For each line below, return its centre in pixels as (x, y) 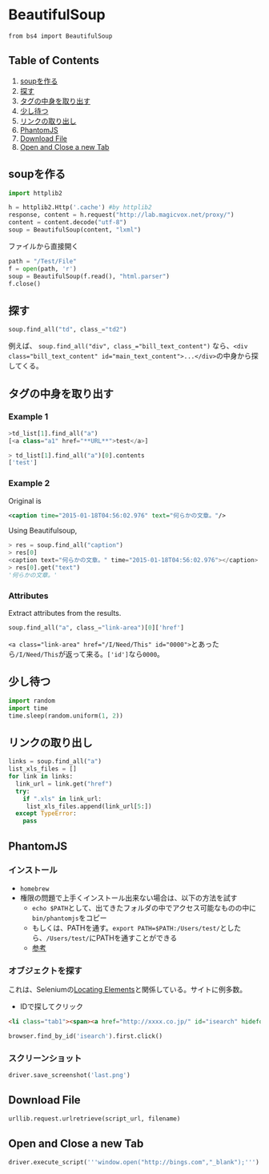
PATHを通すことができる (137, 938)
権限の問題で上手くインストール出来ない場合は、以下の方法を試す (128, 898)
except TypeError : (46, 814)
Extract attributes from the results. (65, 613)
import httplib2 (35, 193)
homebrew (34, 889)
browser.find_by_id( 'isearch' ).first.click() (85, 1036)
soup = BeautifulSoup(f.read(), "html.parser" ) (89, 276)
